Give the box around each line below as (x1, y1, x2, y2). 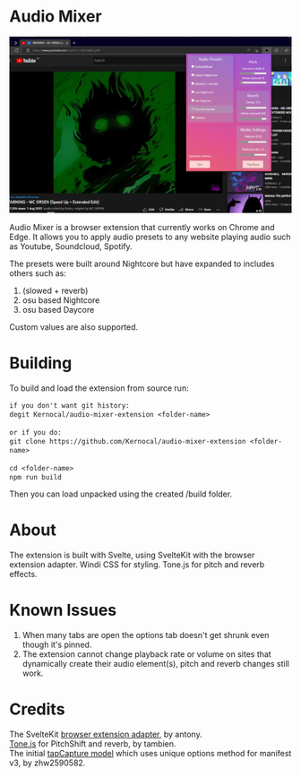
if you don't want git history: (9, 401, 130, 410)
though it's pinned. (21, 639, 92, 650)
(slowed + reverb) (21, 285, 89, 296)
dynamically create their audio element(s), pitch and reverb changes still (21, 658, 289, 669)
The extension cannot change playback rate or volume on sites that (21, 648, 271, 660)
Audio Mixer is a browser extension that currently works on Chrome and (9, 221, 275, 232)
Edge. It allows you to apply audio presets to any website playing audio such (9, 231, 291, 242)
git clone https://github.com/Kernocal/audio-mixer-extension (9, 436, 246, 445)
